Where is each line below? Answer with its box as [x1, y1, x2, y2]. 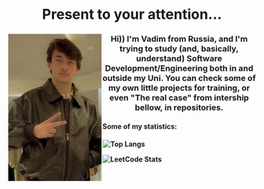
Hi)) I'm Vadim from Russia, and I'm [110, 34, 248, 45]
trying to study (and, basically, [119, 43, 240, 54]
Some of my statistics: [102, 122, 178, 131]
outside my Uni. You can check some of [102, 73, 256, 84]
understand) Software [136, 53, 222, 64]
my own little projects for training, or [108, 82, 250, 93]
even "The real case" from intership [109, 93, 249, 104]
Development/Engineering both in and [104, 63, 254, 74]
